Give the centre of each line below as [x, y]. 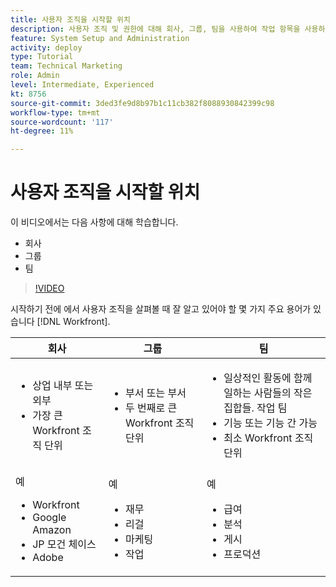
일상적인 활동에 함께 [268, 378]
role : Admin [35, 76]
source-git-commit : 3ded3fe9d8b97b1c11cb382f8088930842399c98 [142, 103]
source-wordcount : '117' [62, 122]
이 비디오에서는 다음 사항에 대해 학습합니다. [94, 222]
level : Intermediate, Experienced [82, 85]
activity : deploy [46, 47]
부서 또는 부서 [156, 393]
